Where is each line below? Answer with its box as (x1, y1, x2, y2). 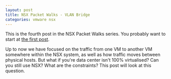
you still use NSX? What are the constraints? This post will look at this (5, 62, 152, 69)
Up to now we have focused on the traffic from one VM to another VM (5, 46, 153, 52)
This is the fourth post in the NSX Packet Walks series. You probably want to (5, 31, 166, 37)
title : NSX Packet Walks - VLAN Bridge (5, 12, 90, 17)
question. (5, 68, 26, 74)
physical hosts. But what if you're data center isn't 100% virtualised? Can (5, 57, 159, 63)
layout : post (5, 7, 33, 13)
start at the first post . (5, 36, 50, 42)
